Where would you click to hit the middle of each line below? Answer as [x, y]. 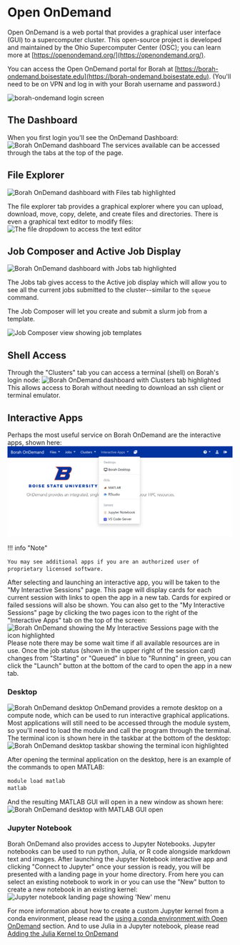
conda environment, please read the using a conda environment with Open [117, 918]
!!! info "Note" [27, 548]
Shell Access [37, 355]
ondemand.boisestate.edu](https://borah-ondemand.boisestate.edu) [108, 76]
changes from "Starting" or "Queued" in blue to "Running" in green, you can [119, 659]
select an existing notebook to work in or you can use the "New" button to [116, 881]
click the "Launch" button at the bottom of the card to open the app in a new [120, 666]
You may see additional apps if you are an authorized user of [104, 562]
